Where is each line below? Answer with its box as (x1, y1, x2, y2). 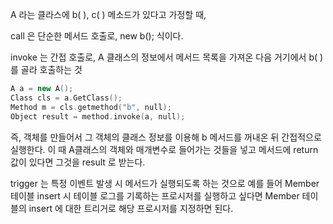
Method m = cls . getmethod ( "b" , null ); (10, 102, 172, 112)
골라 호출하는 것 (20, 64, 83, 75)
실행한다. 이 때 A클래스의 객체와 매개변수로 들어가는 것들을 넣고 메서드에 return (10, 143, 319, 155)
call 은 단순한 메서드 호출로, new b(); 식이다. (10, 30, 184, 42)
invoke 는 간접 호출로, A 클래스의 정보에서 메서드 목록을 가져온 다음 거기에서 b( (10, 51, 318, 63)
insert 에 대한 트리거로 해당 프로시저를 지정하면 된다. (28, 202, 234, 214)
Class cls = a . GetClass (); (10, 93, 123, 103)
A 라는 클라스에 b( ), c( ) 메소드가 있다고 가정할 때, (10, 9, 207, 20)
